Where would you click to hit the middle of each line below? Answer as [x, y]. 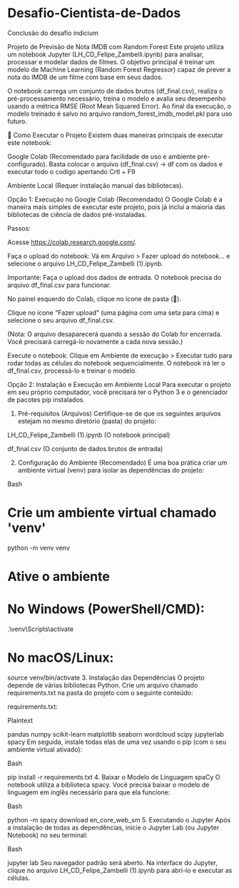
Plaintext [20, 720]
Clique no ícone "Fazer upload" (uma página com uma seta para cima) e [113, 313]
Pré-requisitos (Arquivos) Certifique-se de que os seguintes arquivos [119, 413]
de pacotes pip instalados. [46, 399]
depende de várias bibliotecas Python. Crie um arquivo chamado [103, 685]
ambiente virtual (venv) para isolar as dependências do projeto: [111, 470]
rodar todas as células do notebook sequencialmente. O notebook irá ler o [116, 363]
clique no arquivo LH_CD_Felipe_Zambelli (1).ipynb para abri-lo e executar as [120, 870]
